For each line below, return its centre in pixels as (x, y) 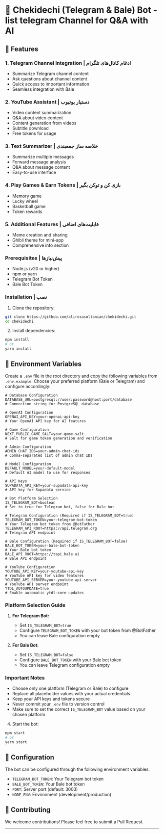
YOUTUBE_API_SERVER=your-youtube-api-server (51, 580)
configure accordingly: (28, 386)
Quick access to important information (51, 84)
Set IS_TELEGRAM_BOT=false (46, 655)
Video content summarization (42, 113)
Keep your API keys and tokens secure (51, 699)
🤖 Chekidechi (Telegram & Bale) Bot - (81, 10)
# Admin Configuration (28, 447)
